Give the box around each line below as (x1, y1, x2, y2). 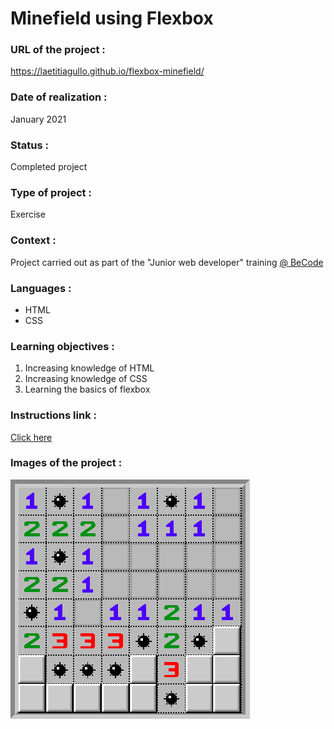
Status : (10, 138, 49, 152)
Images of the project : (10, 456, 123, 470)
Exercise (10, 208, 46, 221)
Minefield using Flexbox (10, 7, 214, 30)
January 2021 (10, 113, 67, 125)
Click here (10, 431, 53, 443)
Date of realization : (10, 90, 108, 104)
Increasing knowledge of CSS (24, 373, 148, 385)
